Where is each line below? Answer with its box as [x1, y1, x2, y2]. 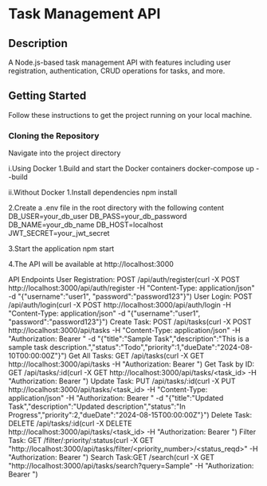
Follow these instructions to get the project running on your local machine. [8, 110, 253, 120]
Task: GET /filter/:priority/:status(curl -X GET [8, 436, 154, 445]
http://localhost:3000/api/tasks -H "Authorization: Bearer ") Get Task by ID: [8, 359, 255, 369]
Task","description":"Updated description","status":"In [8, 402, 186, 411]
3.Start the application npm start [8, 244, 115, 253]
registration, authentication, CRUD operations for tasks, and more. [8, 66, 226, 76]
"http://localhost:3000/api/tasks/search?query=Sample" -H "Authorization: [8, 461, 254, 471]
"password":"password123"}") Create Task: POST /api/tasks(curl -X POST [8, 317, 253, 327]
